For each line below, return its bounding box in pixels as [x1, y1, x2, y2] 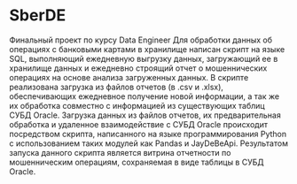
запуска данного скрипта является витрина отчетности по [9, 147, 231, 157]
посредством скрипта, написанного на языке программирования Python [9, 128, 287, 139]
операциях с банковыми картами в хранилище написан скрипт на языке [9, 43, 285, 54]
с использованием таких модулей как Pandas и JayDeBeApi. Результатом [9, 138, 288, 149]
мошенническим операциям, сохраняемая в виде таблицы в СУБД [9, 157, 264, 167]
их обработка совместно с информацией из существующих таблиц [9, 100, 265, 111]
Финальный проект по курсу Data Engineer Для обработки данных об [9, 34, 273, 45]
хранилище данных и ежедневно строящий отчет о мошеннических [9, 63, 268, 73]
